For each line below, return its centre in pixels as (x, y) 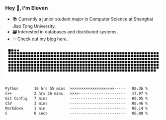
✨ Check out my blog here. (40, 39)
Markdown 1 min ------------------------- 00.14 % (77, 109)
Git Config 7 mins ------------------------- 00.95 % (77, 99)
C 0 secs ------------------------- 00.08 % (77, 114)
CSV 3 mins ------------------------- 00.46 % (77, 104)
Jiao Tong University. (34, 26)
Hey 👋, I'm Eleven (27, 8)
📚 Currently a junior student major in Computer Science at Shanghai (83, 19)
